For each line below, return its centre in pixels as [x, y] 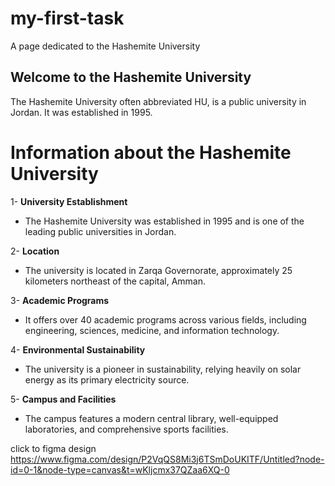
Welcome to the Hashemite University [131, 77]
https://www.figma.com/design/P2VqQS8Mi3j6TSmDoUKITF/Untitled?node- [167, 459]
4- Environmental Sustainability [78, 349]
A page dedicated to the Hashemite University [105, 46]
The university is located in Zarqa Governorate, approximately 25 [158, 270]
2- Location [35, 251]
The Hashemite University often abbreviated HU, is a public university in [158, 101]
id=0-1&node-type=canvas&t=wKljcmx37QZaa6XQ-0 [120, 469]
